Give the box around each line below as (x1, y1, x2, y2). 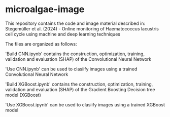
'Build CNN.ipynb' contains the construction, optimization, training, (5, 51, 145, 57)
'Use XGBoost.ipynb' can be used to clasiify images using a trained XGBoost (5, 101, 165, 107)
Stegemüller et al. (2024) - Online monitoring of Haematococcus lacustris (5, 25, 159, 31)
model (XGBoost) (5, 92, 42, 98)
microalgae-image (5, 4, 85, 15)
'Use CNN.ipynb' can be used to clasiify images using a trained (5, 66, 138, 72)
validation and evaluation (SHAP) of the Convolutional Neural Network (5, 56, 152, 62)
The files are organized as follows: (5, 41, 77, 47)
